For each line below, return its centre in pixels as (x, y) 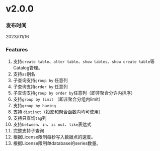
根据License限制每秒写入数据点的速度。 (54, 137)
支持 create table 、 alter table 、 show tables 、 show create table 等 (84, 61)
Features (17, 50)
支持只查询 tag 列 (30, 118)
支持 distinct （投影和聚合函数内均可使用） (58, 112)
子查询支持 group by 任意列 (41, 80)
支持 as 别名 (24, 74)
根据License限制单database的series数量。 (57, 143)
